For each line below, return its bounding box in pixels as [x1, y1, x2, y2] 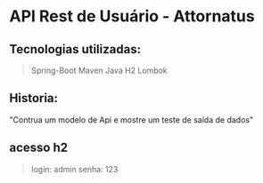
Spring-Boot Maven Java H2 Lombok [30, 65, 168, 76]
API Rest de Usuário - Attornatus [9, 6, 256, 27]
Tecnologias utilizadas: [9, 42, 141, 57]
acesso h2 [9, 140, 69, 155]
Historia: [9, 91, 59, 106]
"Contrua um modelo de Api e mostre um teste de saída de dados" [9, 114, 254, 125]
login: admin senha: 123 [30, 163, 119, 174]
